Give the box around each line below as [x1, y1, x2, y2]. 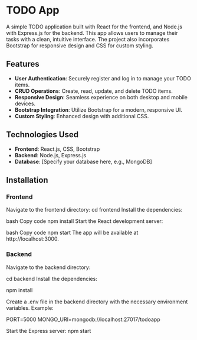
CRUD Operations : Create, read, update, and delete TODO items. [14, 87, 173, 95]
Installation [6, 175, 48, 185]
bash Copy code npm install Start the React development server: [6, 218, 163, 225]
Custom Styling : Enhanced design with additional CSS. [14, 112, 149, 119]
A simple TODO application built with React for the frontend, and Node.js [6, 23, 183, 30]
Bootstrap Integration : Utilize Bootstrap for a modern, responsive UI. [14, 106, 183, 113]
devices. [14, 100, 36, 107]
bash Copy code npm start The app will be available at [6, 229, 139, 237]
